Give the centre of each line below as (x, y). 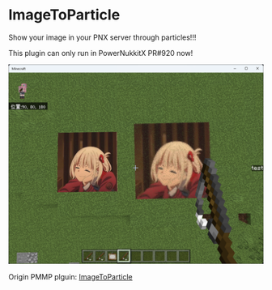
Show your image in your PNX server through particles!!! (102, 37)
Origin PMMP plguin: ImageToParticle (70, 276)
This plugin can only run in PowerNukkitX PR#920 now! (101, 53)
